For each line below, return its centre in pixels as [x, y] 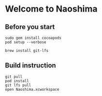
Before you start [30, 27]
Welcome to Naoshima [51, 9]
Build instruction [31, 66]
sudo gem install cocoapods [33, 38]
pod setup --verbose [26, 42]
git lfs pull [18, 85]
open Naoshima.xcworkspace [32, 89]
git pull [14, 77]
